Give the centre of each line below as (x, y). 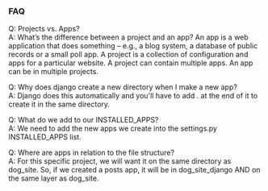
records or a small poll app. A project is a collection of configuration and (128, 55)
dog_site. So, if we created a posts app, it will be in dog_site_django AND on (134, 170)
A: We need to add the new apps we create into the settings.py (113, 129)
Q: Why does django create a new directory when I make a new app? (123, 87)
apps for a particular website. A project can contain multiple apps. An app (131, 63)
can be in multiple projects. (54, 72)
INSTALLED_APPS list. (45, 137)
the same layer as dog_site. (54, 178)
